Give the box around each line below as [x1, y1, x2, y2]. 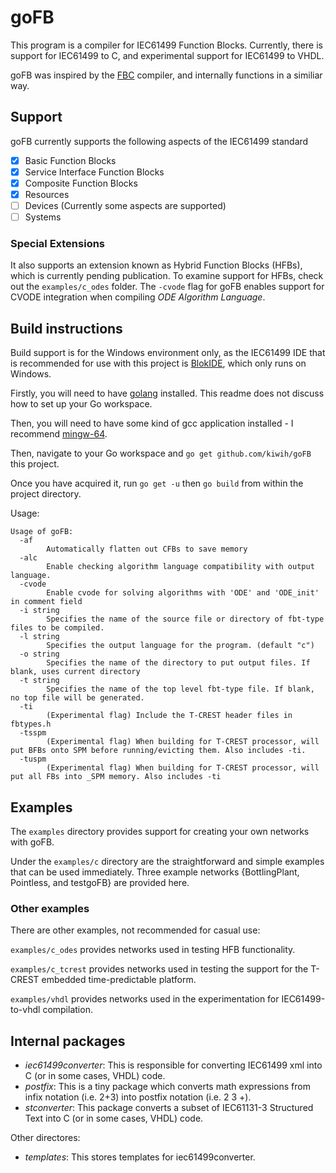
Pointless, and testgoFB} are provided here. [10, 877, 190, 889]
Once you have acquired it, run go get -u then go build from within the [10, 477, 304, 490]
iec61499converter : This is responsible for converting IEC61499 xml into [24, 1059, 323, 1071]
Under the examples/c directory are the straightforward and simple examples [10, 856, 325, 868]
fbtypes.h [10, 719, 52, 730]
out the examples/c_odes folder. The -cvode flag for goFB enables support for [10, 281, 325, 293]
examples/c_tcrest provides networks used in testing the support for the [10, 963, 309, 975]
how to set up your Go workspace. [10, 398, 153, 410]
